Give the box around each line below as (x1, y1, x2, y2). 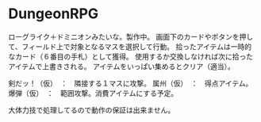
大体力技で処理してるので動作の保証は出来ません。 (8, 105, 175, 115)
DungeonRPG (8, 5, 99, 23)
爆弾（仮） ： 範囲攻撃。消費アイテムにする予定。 (8, 88, 178, 97)
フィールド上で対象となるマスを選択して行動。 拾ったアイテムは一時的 (21, 41, 252, 51)
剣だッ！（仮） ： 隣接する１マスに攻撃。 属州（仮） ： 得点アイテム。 (8, 78, 253, 88)
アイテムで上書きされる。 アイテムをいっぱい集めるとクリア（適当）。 (8, 61, 236, 71)
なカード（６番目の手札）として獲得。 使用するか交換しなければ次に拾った (8, 51, 254, 61)
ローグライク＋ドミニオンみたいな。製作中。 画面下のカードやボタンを (8, 32, 240, 41)
